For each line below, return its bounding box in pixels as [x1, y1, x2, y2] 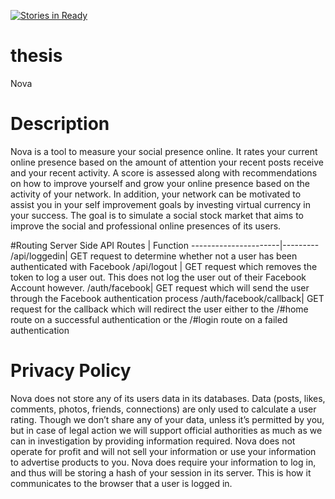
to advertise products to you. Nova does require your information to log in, [10, 456, 317, 468]
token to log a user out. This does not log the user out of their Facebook [10, 271, 307, 283]
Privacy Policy [10, 360, 132, 382]
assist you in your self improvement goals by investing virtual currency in [10, 198, 312, 210]
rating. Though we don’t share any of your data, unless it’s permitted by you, [10, 413, 325, 425]
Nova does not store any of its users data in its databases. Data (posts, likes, [10, 392, 326, 404]
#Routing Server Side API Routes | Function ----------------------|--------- [10, 239, 320, 251]
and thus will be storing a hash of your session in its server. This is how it [10, 466, 312, 479]
